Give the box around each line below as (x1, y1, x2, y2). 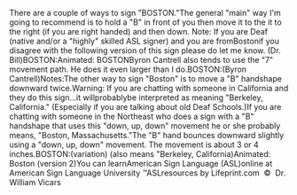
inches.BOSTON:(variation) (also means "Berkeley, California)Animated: (9, 149, 271, 159)
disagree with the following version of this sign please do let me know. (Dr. (9, 45, 281, 56)
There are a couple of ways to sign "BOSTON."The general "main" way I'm (9, 8, 281, 18)
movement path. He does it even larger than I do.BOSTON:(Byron (9, 64, 246, 74)
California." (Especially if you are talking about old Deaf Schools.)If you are (9, 102, 282, 112)
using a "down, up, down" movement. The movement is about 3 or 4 (9, 139, 259, 150)
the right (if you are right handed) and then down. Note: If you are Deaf (9, 27, 269, 36)
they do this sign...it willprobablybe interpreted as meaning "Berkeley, (9, 92, 263, 103)
